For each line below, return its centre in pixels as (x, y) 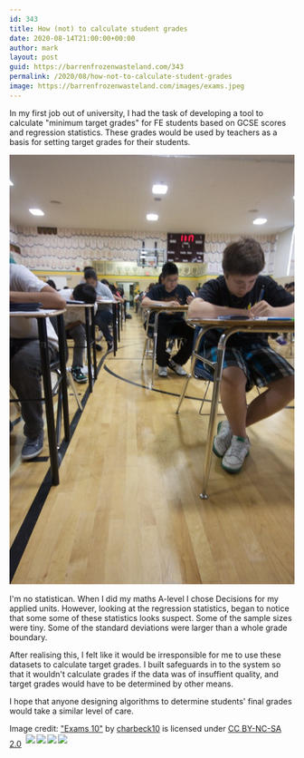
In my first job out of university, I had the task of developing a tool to (137, 112)
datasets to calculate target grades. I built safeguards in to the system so (145, 664)
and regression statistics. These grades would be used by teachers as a (143, 132)
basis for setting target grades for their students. (100, 141)
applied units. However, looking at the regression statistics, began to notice (149, 608)
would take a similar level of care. (71, 711)
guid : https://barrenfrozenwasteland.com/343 (96, 67)
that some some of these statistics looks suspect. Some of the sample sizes (151, 617)
